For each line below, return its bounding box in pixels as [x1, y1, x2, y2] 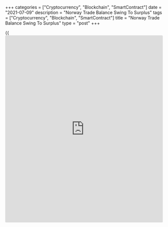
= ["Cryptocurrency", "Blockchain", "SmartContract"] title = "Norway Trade [5, 15, 160, 20]
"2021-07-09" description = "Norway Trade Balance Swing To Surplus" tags [5, 9, 162, 15]
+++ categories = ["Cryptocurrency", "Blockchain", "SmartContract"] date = [5, 4, 162, 10]
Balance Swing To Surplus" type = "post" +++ [5, 20, 100, 26]
